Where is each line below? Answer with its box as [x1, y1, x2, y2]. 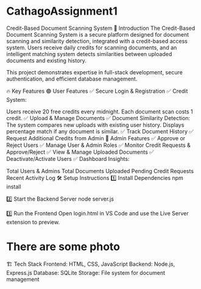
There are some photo [6, 240, 121, 254]
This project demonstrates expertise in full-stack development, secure [6, 68, 183, 76]
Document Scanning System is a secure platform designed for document [6, 30, 189, 38]
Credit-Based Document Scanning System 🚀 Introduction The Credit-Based [6, 24, 196, 32]
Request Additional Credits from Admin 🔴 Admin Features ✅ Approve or [6, 134, 186, 141]
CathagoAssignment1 [6, 4, 118, 18]
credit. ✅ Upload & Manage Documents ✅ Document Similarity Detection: [6, 114, 191, 121]
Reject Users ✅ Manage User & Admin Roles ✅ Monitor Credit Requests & [6, 141, 191, 149]
